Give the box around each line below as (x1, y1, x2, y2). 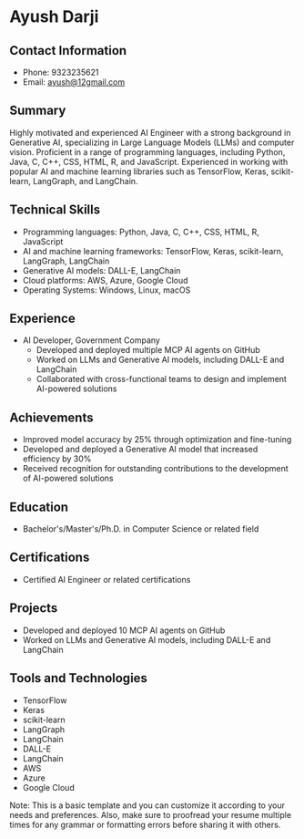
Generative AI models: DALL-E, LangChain (22, 264, 181, 275)
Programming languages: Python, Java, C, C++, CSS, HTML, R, (22, 226, 259, 237)
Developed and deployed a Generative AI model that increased (22, 444, 258, 455)
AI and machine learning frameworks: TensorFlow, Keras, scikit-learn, (22, 245, 284, 256)
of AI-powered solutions (22, 472, 114, 484)
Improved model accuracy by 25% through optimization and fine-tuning (22, 434, 292, 445)
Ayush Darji (9, 6, 99, 27)
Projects (9, 600, 58, 616)
